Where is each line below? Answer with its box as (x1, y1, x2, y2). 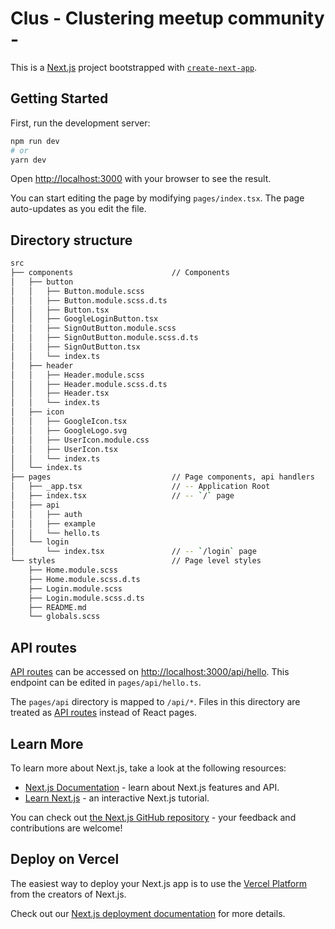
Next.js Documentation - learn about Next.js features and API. (24, 781, 280, 793)
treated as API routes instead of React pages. (10, 707, 197, 719)
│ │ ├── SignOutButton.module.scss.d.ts (10, 333, 199, 343)
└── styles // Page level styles (10, 556, 262, 566)
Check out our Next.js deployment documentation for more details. (10, 907, 286, 919)
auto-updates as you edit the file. (10, 203, 147, 215)
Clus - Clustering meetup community (10, 7, 325, 30)
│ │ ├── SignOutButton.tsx (10, 342, 141, 352)
